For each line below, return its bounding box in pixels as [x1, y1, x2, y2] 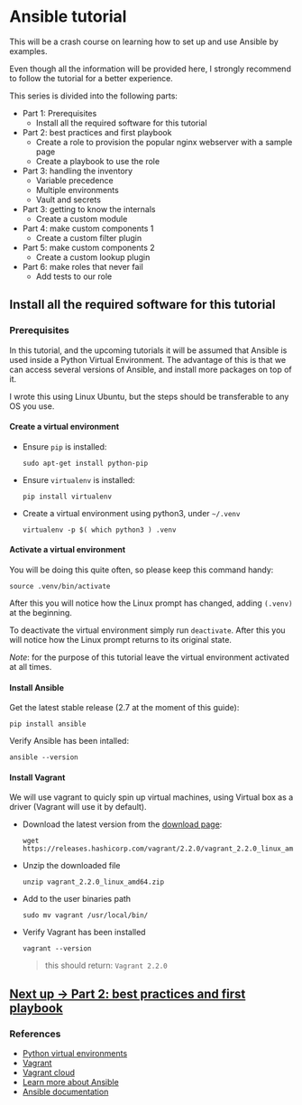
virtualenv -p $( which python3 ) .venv [22, 525, 177, 534]
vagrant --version [22, 944, 92, 953]
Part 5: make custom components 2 [22, 242, 155, 253]
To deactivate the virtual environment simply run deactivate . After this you [9, 625, 286, 636]
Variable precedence [35, 174, 114, 186]
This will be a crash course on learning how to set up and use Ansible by [9, 36, 279, 47]
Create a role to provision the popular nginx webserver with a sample [35, 136, 293, 147]
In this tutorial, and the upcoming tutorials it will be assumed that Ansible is [9, 345, 288, 356]
